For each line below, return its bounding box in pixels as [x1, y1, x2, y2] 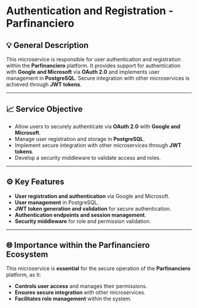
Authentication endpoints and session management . [14, 211, 147, 218]
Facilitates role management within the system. [14, 295, 132, 302]
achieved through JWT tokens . [6, 81, 82, 88]
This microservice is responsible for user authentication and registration [6, 56, 181, 63]
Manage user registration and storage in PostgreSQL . [14, 135, 146, 142]
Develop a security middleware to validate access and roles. [14, 154, 161, 161]
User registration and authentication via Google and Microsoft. [14, 192, 170, 199]
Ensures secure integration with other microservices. [14, 289, 146, 296]
